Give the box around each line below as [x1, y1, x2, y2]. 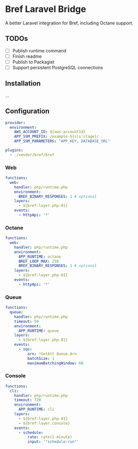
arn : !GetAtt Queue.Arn [27, 351, 77, 356]
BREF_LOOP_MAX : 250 [18, 259, 59, 264]
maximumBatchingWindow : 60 [27, 360, 84, 366]
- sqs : [18, 347, 32, 352]
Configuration [5, 107, 50, 116]
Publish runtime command [12, 47, 66, 53]
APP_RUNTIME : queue [18, 328, 59, 333]
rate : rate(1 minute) [27, 435, 72, 440]
